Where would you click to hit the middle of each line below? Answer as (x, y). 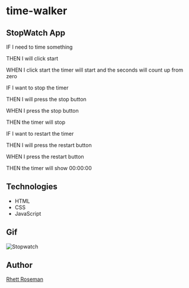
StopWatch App (36, 33)
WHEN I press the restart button (45, 156)
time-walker (37, 11)
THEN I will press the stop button (47, 99)
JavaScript (28, 213)
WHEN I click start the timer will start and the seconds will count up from (95, 70)
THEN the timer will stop (36, 122)
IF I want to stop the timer (37, 88)
